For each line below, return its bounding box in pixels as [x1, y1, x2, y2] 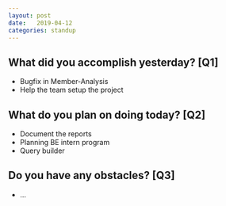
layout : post [8, 11, 52, 20]
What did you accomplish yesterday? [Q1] [8, 55, 219, 69]
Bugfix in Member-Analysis [19, 77, 109, 86]
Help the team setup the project [19, 85, 124, 95]
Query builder [19, 146, 65, 155]
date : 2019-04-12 [8, 19, 73, 27]
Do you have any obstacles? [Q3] [8, 169, 175, 182]
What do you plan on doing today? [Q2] [8, 108, 206, 121]
